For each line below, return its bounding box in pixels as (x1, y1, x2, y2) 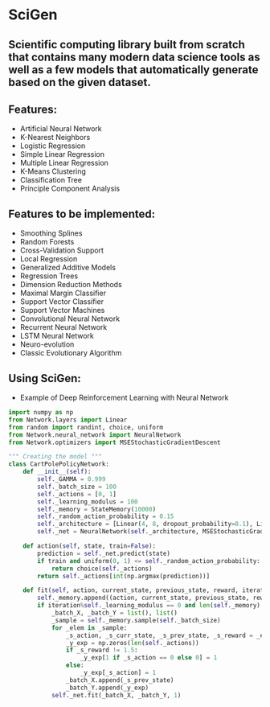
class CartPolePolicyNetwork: (8, 460, 110, 468)
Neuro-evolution (19, 339, 75, 349)
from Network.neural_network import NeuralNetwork (8, 430, 182, 439)
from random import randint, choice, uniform (8, 423, 163, 431)
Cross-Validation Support (19, 245, 104, 255)
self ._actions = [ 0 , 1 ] (37, 490, 117, 498)
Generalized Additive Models (19, 263, 117, 273)
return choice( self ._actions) (51, 565, 153, 573)
